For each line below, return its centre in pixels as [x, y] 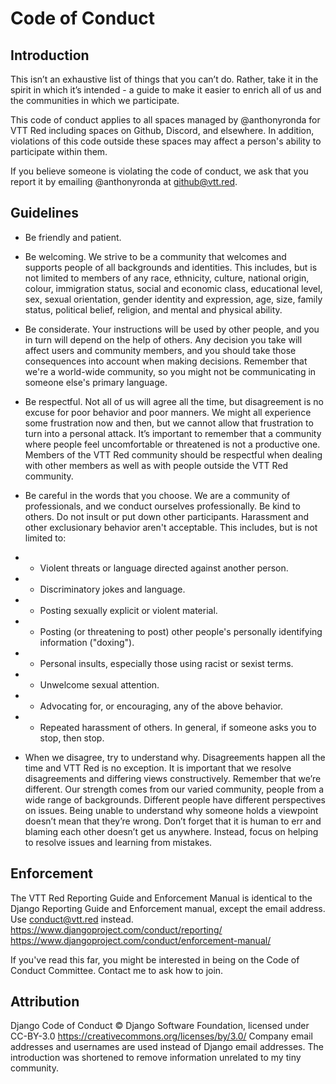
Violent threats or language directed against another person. [164, 568]
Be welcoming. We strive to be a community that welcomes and [155, 256]
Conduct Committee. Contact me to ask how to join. [117, 970]
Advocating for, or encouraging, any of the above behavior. [161, 706]
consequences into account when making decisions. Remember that [166, 361]
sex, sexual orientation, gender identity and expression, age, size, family [173, 299]
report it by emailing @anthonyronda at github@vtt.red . [124, 181]
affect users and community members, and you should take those [160, 350]
